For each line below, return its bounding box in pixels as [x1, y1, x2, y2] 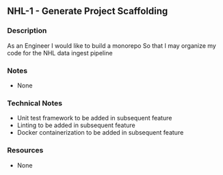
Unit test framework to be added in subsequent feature [16, 114, 172, 122]
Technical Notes [7, 98, 63, 108]
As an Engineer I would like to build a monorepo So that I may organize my [7, 41, 217, 50]
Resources [7, 146, 44, 155]
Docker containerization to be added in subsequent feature [16, 129, 184, 137]
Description [7, 26, 47, 36]
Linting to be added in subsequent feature [16, 121, 135, 129]
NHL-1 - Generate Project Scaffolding [7, 5, 168, 17]
